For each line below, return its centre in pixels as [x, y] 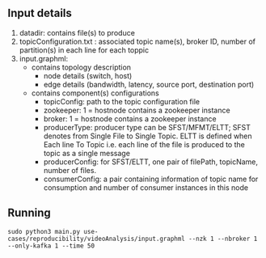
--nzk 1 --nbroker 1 [223, 239]
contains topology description [81, 67]
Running [30, 213]
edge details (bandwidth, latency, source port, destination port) [149, 84]
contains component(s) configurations [95, 93]
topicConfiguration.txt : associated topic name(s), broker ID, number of [137, 41]
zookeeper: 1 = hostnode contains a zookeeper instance [137, 110]
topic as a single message [87, 153]
